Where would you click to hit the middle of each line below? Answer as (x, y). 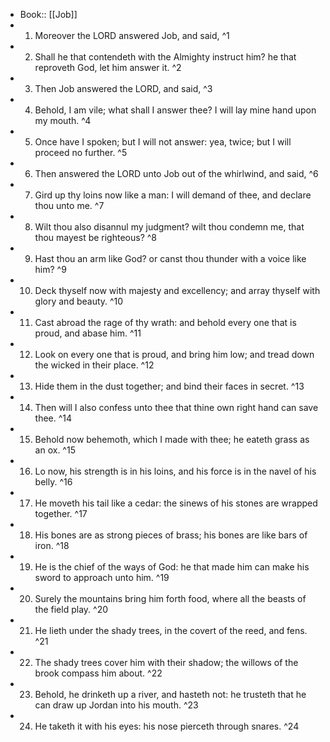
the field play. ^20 (71, 609)
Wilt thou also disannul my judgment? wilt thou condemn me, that (169, 227)
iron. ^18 (52, 545)
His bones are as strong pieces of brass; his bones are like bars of (171, 535)
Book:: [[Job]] (48, 14)
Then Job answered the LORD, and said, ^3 (123, 88)
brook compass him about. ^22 (98, 673)
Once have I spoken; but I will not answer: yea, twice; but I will (163, 142)
